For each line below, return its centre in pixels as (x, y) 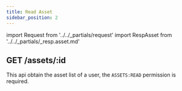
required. (18, 81)
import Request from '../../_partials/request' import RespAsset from (89, 35)
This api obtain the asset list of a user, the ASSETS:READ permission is (91, 75)
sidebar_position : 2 (32, 18)
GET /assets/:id (36, 60)
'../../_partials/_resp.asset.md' (43, 41)
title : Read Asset (29, 12)
